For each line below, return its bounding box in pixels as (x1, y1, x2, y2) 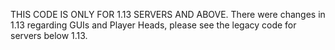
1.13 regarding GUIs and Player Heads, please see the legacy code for (10, 19, 297, 31)
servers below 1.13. (10, 30, 88, 41)
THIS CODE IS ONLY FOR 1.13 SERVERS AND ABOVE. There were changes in (10, 9, 326, 20)
